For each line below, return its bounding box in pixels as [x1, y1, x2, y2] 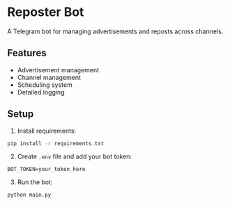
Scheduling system [17, 81, 73, 89]
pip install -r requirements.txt [7, 140, 105, 147]
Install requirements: [17, 126, 77, 135]
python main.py [7, 192, 52, 199]
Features [7, 47, 47, 59]
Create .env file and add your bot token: [17, 152, 132, 161]
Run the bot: [17, 178, 53, 186]
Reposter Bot [7, 4, 84, 20]
